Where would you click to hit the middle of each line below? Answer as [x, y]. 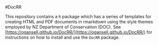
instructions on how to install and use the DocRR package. [62, 37]
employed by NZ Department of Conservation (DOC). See [63, 27]
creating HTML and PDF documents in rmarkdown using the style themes [79, 22]
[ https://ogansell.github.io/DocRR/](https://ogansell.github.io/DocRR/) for [79, 32]
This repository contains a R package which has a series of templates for [78, 16]
